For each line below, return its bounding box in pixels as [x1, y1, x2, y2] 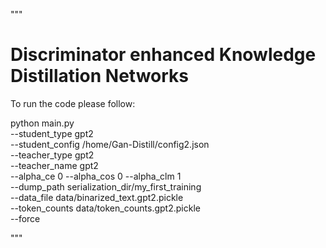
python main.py [10, 117, 75, 129]
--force [10, 212, 41, 224]
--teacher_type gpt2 [10, 149, 95, 161]
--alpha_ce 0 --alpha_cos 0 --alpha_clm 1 [10, 170, 182, 182]
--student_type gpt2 [10, 127, 94, 139]
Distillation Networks [10, 65, 190, 88]
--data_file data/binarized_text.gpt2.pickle [10, 191, 184, 203]
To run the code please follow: [10, 97, 136, 109]
